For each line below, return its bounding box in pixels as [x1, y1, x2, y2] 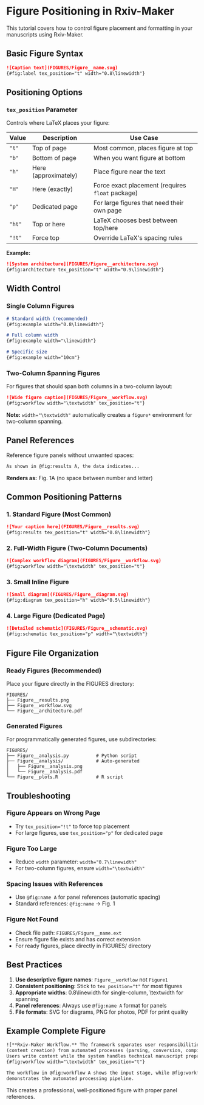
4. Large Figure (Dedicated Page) [6, 612, 106, 620]
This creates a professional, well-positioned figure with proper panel [6, 1086, 178, 1093]
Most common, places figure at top [93, 144, 193, 153]
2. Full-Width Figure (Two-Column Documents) [6, 543, 148, 552]
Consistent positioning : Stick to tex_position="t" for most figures [15, 982, 182, 989]
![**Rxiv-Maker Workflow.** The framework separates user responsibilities [6, 1042, 202, 1048]
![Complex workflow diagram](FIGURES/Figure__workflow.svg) [6, 558, 162, 564]
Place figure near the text [93, 167, 166, 176]
